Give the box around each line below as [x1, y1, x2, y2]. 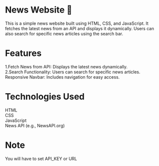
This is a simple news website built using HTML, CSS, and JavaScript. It [5, 20, 149, 26]
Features [5, 48, 42, 59]
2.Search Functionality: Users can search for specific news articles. [5, 69, 141, 75]
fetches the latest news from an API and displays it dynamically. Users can [5, 25, 154, 31]
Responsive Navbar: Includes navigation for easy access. [5, 74, 120, 80]
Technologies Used [5, 91, 85, 102]
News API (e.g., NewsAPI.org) [5, 122, 65, 128]
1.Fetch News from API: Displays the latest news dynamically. [5, 64, 128, 69]
